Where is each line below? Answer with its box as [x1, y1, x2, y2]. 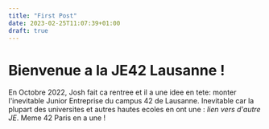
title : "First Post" [8, 11, 78, 20]
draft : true [8, 26, 48, 34]
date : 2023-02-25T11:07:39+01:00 [8, 19, 121, 27]
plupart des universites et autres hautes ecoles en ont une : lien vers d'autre [8, 105, 261, 115]
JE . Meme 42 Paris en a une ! [8, 113, 106, 123]
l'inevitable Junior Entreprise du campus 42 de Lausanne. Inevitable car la [8, 96, 255, 106]
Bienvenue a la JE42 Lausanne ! [8, 61, 226, 79]
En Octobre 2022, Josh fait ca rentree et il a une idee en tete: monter [8, 87, 237, 97]
